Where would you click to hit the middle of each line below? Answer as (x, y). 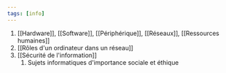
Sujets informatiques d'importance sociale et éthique (103, 62)
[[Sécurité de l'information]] (57, 55)
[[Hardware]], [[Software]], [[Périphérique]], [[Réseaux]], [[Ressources (118, 33)
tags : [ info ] (26, 13)
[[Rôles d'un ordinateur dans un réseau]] (75, 48)
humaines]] (33, 40)
